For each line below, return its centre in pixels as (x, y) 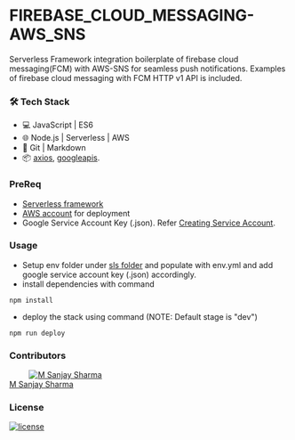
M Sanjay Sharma (41, 385)
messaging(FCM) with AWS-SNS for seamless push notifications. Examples (147, 69)
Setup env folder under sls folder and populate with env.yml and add (147, 265)
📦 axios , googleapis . (61, 158)
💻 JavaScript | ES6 (57, 125)
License (27, 408)
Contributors (38, 355)
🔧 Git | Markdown (54, 148)
